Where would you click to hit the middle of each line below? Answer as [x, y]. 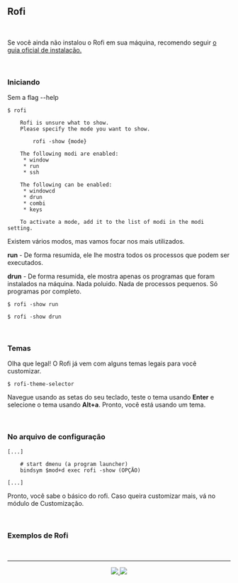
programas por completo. [45, 291]
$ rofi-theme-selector [41, 384]
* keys [33, 210]
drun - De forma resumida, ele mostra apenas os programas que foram [111, 276]
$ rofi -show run [33, 305]
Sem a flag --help [33, 98]
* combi [34, 204]
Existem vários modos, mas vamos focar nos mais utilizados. [96, 242]
